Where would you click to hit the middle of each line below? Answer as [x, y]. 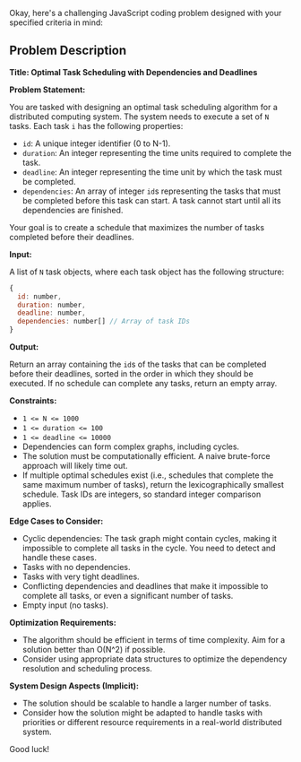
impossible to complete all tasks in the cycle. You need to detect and [149, 548]
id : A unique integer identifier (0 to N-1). [96, 143]
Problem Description [68, 51]
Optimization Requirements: [63, 623]
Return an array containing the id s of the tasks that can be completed [138, 364]
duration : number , [52, 305]
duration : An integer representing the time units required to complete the [157, 152]
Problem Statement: [47, 90]
